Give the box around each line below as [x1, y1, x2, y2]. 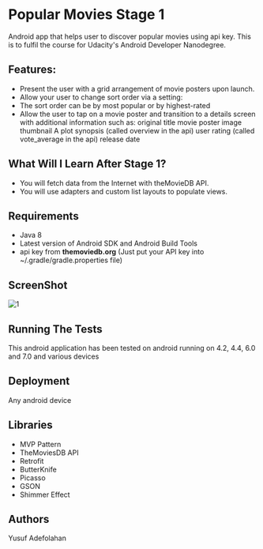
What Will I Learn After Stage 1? [8, 157, 167, 171]
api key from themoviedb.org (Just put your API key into [19, 247, 205, 257]
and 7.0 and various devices [8, 352, 100, 361]
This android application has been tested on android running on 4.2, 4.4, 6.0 [8, 344, 256, 352]
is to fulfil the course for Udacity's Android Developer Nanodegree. [8, 39, 227, 49]
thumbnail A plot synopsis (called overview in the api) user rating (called [19, 126, 255, 135]
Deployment [8, 374, 70, 388]
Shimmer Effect [19, 490, 70, 499]
